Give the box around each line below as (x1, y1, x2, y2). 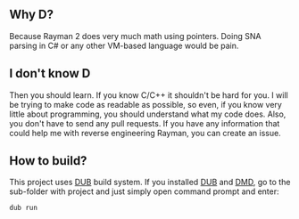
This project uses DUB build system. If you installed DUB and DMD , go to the (9, 177, 291, 188)
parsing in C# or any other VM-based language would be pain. (9, 40, 239, 51)
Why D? (9, 7, 54, 22)
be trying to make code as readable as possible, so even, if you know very (9, 99, 283, 109)
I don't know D (9, 66, 91, 81)
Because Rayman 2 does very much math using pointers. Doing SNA (9, 30, 262, 41)
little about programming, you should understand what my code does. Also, (9, 109, 287, 119)
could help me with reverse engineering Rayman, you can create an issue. (9, 127, 281, 138)
